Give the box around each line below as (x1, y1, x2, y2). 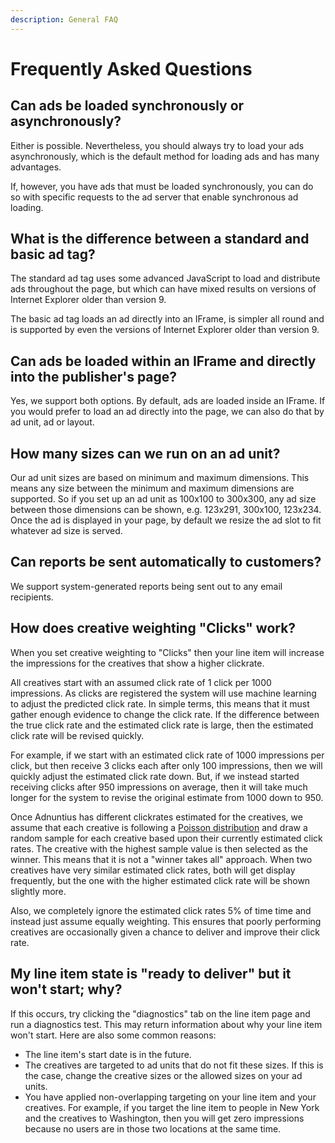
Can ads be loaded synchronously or (10, 97, 245, 115)
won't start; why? (10, 981, 123, 998)
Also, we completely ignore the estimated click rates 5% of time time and (10, 904, 312, 916)
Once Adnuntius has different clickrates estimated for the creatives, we (10, 811, 303, 823)
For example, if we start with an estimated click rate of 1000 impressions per (10, 749, 325, 761)
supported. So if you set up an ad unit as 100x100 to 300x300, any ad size (10, 493, 317, 505)
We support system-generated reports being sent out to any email (10, 580, 283, 592)
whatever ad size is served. (10, 525, 123, 537)
